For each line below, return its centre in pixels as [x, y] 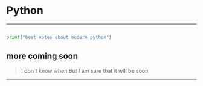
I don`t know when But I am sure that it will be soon [85, 70]
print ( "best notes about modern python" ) [59, 37]
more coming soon [42, 56]
